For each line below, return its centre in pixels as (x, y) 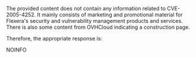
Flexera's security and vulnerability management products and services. (94, 21)
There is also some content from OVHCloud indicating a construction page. (98, 27)
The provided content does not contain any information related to (86, 8)
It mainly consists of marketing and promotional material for (110, 15)
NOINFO (16, 50)
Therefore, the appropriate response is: (54, 38)
